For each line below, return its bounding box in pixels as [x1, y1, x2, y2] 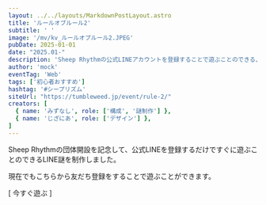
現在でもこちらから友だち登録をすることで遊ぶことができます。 [8, 171, 216, 180]
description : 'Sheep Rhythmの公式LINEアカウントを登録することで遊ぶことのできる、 [8, 56, 262, 64]
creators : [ [8, 100, 47, 108]
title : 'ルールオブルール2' [8, 19, 91, 27]
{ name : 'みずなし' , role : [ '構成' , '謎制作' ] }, [15, 108, 172, 116]
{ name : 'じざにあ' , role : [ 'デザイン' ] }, [15, 115, 152, 123]
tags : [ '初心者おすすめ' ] [8, 78, 85, 85]
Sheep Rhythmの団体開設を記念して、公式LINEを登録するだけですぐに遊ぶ [8, 144, 251, 154]
